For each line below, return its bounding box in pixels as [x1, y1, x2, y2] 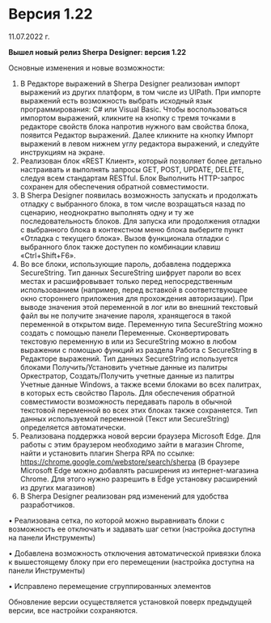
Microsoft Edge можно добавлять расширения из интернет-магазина [19, 465, 259, 475]
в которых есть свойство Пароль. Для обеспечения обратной [19, 388, 235, 397]
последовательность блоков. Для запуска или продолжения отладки [19, 216, 260, 226]
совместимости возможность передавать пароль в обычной [19, 396, 232, 406]
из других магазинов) [19, 482, 95, 492]
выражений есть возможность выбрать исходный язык [19, 95, 213, 105]
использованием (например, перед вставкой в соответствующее [19, 285, 248, 295]
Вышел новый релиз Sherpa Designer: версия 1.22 [8, 47, 186, 57]
